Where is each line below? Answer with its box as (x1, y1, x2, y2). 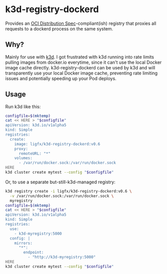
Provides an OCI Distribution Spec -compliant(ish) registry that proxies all (5, 20, 156, 26)
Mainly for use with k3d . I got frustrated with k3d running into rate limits (5, 54, 154, 60)
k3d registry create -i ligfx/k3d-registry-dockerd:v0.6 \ (5, 188, 132, 193)
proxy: (14, 146, 28, 151)
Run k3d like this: (5, 103, 41, 109)
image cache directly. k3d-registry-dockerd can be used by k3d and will (5, 64, 155, 70)
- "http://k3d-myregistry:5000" (27, 255, 96, 260)
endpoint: (23, 250, 44, 255)
